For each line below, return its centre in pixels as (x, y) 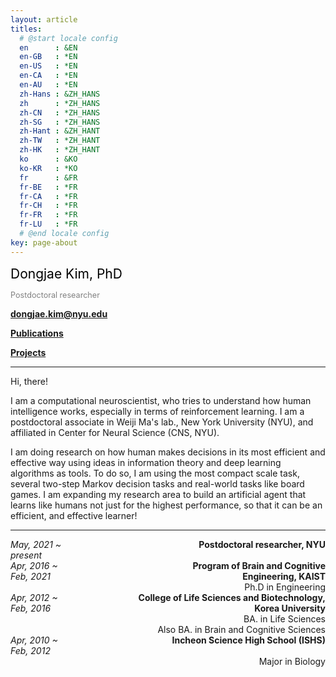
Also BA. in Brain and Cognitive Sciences (241, 629)
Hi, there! (29, 381)
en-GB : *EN (48, 57)
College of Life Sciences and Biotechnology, (232, 597)
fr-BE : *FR (48, 187)
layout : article (44, 19)
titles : (26, 29)
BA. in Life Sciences (284, 618)
